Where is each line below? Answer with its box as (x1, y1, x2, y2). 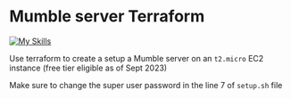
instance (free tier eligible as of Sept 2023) (9, 62, 168, 73)
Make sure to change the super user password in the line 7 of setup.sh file (9, 79, 283, 90)
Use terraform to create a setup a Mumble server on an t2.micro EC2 (9, 53, 264, 63)
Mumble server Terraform (9, 6, 205, 27)
